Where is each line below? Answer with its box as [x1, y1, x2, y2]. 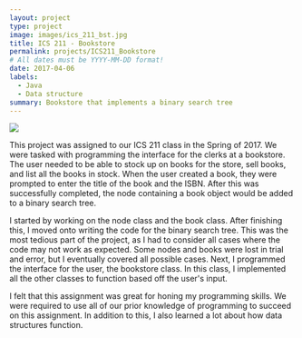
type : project [9, 22, 63, 31]
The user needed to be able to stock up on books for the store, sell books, [9, 159, 287, 170]
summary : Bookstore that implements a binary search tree [9, 97, 233, 107]
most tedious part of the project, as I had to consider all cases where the [9, 234, 281, 245]
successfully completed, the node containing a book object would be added [9, 188, 293, 199]
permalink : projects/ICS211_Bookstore [9, 47, 156, 56]
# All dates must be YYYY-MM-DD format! [9, 55, 165, 65]
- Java [17, 81, 43, 90]
